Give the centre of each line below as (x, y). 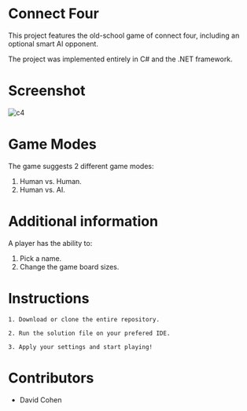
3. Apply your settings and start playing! (81, 347)
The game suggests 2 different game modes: (81, 166)
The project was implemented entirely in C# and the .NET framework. (121, 59)
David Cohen (41, 400)
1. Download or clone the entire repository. (84, 319)
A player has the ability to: (50, 243)
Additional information (83, 222)
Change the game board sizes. (69, 266)
